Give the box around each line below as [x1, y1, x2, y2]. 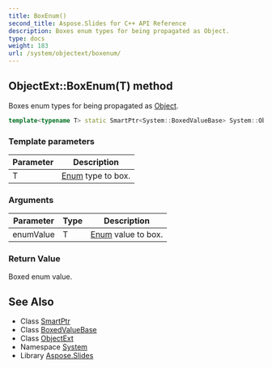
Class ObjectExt [19, 333, 74, 344]
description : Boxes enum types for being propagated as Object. [8, 27, 230, 35]
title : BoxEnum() [8, 11, 67, 20]
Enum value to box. [90, 229, 164, 240]
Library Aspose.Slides [19, 351, 94, 361]
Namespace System [19, 342, 87, 352]
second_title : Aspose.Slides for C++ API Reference [8, 19, 186, 27]
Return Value [8, 253, 61, 264]
